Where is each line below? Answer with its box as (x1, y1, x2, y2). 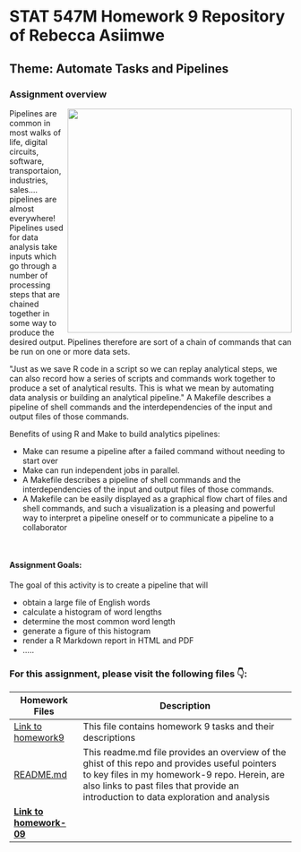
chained (9, 298, 39, 309)
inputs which (9, 251, 56, 262)
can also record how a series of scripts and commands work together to (9, 373, 276, 383)
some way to (9, 317, 56, 328)
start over (21, 455, 58, 466)
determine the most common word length (21, 616, 176, 627)
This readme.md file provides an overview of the (82, 746, 287, 759)
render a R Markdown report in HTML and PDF (21, 635, 194, 646)
